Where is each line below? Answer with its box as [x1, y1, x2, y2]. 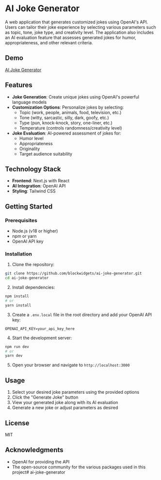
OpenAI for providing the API [12, 459, 70, 464]
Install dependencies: [12, 285, 55, 290]
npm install [5, 294, 29, 299]
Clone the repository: [12, 262, 55, 268]
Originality [19, 146, 40, 152]
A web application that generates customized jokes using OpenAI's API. [5, 19, 148, 25]
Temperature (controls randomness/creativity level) [19, 125, 122, 131]
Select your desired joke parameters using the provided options [12, 389, 140, 395]
